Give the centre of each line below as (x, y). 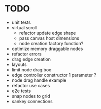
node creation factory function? (51, 43)
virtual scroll (24, 27)
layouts (19, 64)
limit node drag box (31, 69)
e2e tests (21, 91)
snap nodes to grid (31, 96)
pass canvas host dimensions (49, 38)
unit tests (21, 22)
